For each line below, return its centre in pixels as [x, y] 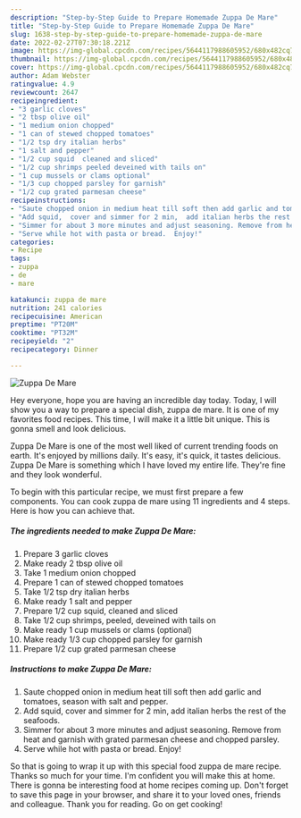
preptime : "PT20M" [44, 325]
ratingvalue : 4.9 [42, 84]
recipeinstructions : [49, 201]
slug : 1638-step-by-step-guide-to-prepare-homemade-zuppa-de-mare [136, 34]
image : [22, 51]
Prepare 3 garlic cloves [66, 553]
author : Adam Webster [50, 76]
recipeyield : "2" [42, 342]
